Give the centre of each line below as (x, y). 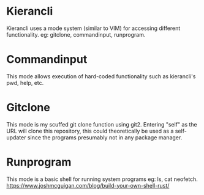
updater (16, 137)
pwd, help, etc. (25, 83)
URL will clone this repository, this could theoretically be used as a (90, 131)
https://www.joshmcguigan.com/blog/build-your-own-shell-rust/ (88, 185)
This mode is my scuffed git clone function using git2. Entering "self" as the (102, 124)
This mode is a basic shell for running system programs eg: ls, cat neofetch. (102, 179)
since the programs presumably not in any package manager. (105, 137)
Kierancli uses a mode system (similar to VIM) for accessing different (93, 28)
